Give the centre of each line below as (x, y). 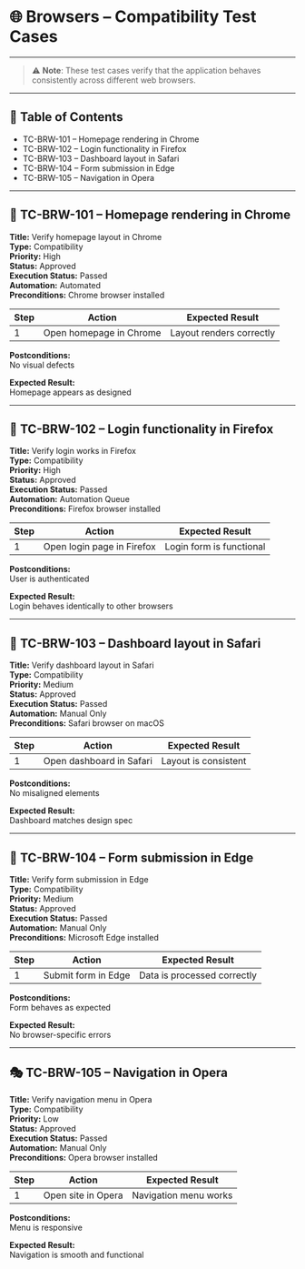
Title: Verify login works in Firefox (73, 451)
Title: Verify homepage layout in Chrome (86, 237)
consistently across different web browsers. (114, 80)
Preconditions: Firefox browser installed (85, 509)
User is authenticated (49, 579)
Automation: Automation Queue (69, 499)
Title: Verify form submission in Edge (79, 879)
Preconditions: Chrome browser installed (87, 295)
